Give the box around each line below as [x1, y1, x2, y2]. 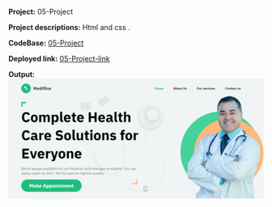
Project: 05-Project [8, 7, 74, 16]
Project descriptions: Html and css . [8, 23, 131, 32]
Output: [8, 70, 35, 79]
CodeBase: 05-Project [8, 38, 84, 48]
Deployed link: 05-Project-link [8, 54, 111, 63]
